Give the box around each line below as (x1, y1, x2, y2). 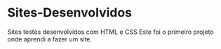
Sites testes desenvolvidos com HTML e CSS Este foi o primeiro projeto (7, 28, 214, 36)
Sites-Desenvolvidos (7, 5, 132, 21)
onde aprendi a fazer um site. (7, 35, 93, 43)
